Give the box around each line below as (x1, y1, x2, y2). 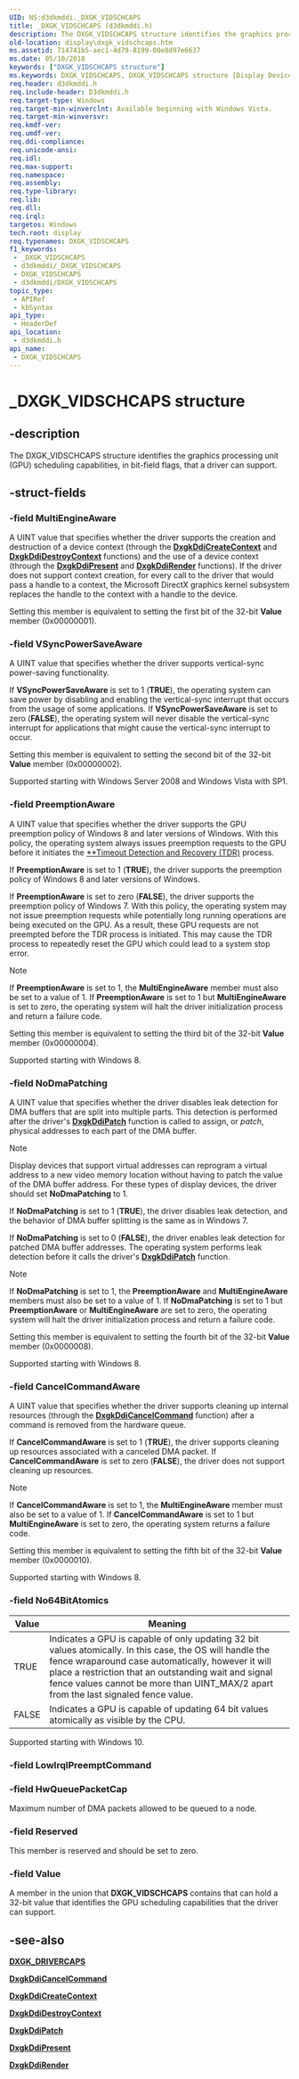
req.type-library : (9, 187, 77, 196)
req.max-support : (9, 162, 74, 171)
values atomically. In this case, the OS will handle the (48, 1643, 270, 1656)
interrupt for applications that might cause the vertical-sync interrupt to (9, 722, 271, 733)
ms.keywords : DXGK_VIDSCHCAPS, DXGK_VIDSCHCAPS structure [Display (9, 71, 265, 80)
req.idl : (9, 153, 42, 163)
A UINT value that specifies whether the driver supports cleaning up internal (9, 1400, 289, 1412)
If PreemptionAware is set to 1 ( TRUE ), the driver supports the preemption (9, 864, 282, 875)
